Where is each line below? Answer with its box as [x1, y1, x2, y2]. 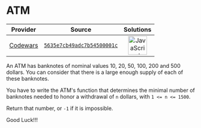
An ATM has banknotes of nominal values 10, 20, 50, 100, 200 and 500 [6, 62, 181, 69]
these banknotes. [6, 75, 49, 82]
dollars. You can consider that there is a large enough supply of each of [6, 69, 184, 76]
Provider [11, 25, 37, 34]
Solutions [124, 25, 152, 34]
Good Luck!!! [6, 116, 38, 123]
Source [70, 25, 92, 34]
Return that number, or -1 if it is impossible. [6, 105, 113, 112]
